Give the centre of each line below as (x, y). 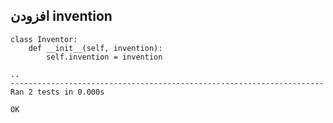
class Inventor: (44, 39)
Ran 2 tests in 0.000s (57, 92)
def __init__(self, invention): (95, 48)
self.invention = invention (104, 57)
